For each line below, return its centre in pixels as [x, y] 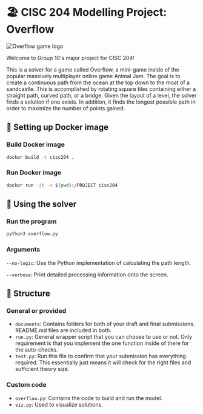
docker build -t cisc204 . [40, 157]
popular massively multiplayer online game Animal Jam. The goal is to [93, 76]
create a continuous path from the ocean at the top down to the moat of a [98, 82]
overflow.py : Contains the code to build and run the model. [89, 398]
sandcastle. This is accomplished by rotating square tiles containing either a [101, 88]
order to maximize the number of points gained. [66, 108]
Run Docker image [34, 173]
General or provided [36, 310]
